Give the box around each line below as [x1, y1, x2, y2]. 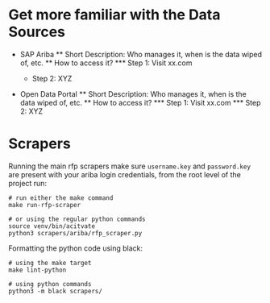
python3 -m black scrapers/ [8, 287, 103, 295]
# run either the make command [8, 193, 114, 202]
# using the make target [8, 259, 92, 267]
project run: [8, 178, 47, 188]
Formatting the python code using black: [8, 243, 143, 253]
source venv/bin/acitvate [8, 222, 95, 230]
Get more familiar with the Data [8, 6, 221, 24]
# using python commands [8, 280, 92, 288]
